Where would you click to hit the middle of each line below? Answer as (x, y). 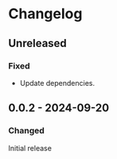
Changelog (45, 14)
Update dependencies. (57, 83)
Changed (27, 130)
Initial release (30, 148)
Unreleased (38, 43)
